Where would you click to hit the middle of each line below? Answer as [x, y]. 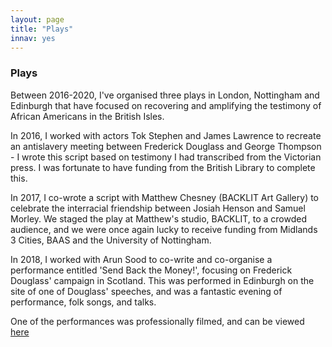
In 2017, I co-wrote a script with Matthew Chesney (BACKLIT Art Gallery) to [165, 197]
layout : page [37, 19]
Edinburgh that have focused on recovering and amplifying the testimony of [166, 105]
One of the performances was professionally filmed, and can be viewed [157, 321]
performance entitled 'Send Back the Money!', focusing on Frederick [151, 270]
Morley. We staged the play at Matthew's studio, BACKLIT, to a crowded [158, 218]
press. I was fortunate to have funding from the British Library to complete [163, 167]
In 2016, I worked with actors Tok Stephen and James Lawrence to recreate [166, 135]
